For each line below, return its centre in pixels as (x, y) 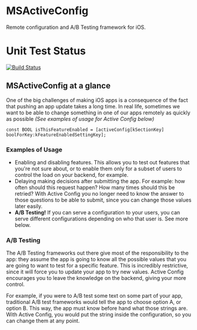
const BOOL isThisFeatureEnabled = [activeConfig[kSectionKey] (85, 130)
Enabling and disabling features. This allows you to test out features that (102, 162)
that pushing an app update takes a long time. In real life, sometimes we (93, 106)
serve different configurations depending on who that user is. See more (101, 219)
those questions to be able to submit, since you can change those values (103, 200)
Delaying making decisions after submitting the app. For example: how (100, 181)
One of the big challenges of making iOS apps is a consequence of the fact (97, 100)
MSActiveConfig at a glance (58, 86)
